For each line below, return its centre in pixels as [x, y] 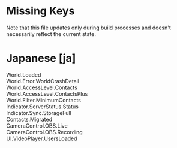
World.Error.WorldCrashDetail [43, 81]
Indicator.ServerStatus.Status [43, 107]
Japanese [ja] [41, 58]
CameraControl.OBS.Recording [44, 132]
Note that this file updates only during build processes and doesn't [88, 28]
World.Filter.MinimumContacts [43, 100]
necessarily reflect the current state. [51, 34]
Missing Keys [40, 11]
